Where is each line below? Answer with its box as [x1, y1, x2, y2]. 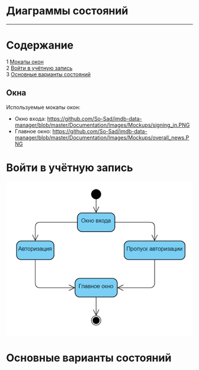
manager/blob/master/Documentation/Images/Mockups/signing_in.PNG [14, 121, 190, 128]
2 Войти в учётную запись [6, 64, 73, 72]
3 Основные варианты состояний [6, 70, 91, 78]
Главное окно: [14, 127, 52, 134]
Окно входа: [14, 115, 46, 122]
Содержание [6, 38, 74, 52]
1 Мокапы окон [6, 58, 44, 65]
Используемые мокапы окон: [6, 104, 81, 111]
